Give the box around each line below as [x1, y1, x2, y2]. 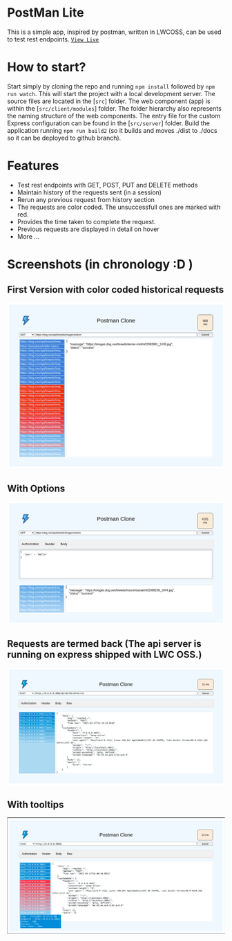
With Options [7, 482, 66, 494]
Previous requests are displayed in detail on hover [17, 225, 160, 233]
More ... [17, 232, 40, 240]
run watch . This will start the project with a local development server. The [7, 89, 215, 98]
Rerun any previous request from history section [17, 195, 155, 203]
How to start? [7, 60, 86, 75]
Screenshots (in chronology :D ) [7, 257, 193, 272]
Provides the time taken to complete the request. [17, 217, 157, 226]
